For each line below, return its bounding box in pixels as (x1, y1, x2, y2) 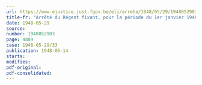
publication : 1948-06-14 (6, 48, 69, 54)
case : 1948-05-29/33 (6, 42, 58, 48)
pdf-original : (6, 64, 42, 71)
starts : (6, 53, 26, 59)
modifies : (6, 59, 31, 65)
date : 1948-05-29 (6, 20, 50, 26)
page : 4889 (6, 37, 34, 42)
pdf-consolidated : (6, 70, 52, 76)
